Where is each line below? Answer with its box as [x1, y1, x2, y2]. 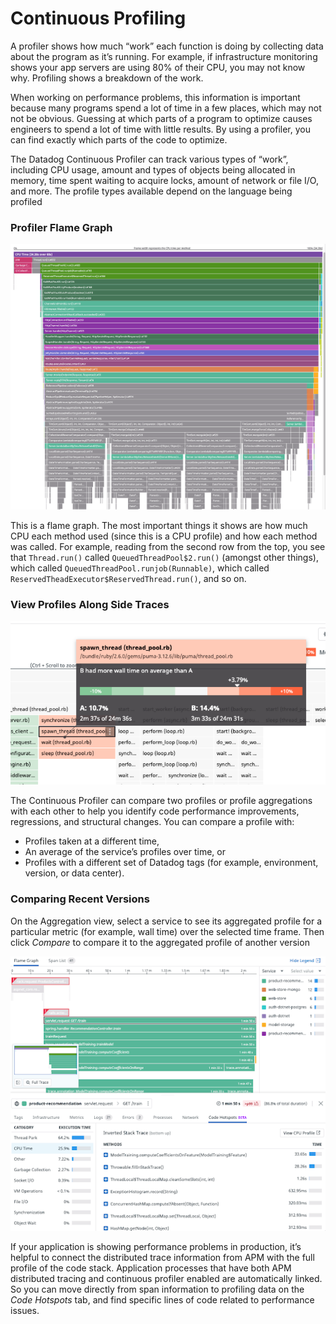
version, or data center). [24, 867, 125, 879]
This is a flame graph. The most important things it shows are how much [10, 519, 308, 531]
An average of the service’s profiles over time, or [24, 846, 226, 858]
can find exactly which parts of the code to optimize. [10, 133, 228, 146]
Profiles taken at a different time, [24, 835, 160, 847]
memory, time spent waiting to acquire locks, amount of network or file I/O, [10, 174, 319, 186]
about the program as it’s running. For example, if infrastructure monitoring [10, 50, 318, 62]
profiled [10, 195, 43, 207]
